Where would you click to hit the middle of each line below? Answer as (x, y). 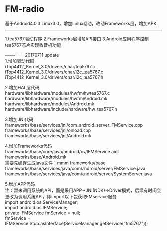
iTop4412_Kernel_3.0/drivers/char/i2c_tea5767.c (54, 72)
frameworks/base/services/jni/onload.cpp (48, 130)
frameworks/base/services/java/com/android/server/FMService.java (75, 168)
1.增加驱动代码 (20, 61)
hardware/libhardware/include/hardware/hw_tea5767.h (61, 109)
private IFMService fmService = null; (43, 213)
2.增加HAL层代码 (22, 87)
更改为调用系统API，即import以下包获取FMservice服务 (61, 196)
